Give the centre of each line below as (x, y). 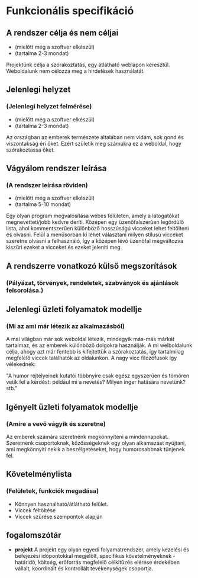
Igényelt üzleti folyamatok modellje (72, 407)
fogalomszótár (34, 535)
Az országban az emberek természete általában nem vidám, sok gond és (95, 137)
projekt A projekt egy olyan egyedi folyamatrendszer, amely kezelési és (102, 550)
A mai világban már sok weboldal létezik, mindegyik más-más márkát (90, 339)
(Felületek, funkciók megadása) (53, 491)
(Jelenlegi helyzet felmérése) (49, 107)
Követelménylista (39, 474)
